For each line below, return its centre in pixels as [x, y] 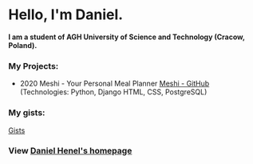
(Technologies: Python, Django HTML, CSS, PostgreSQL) [113, 92]
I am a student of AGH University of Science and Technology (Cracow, [126, 37]
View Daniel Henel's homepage [70, 151]
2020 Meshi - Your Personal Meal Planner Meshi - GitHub [115, 84]
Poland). [23, 45]
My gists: [27, 113]
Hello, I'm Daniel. [66, 15]
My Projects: [34, 66]
